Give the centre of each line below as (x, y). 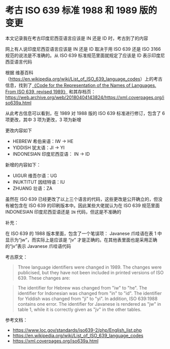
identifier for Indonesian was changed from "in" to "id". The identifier (90, 293)
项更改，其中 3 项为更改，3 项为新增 (43, 120)
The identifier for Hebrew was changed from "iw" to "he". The (82, 287)
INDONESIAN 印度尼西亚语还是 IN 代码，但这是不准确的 (63, 212)
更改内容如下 (19, 130)
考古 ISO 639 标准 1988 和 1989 (71, 10)
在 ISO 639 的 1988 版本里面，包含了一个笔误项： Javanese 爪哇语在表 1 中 (84, 233)
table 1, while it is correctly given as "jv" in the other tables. (79, 309)
